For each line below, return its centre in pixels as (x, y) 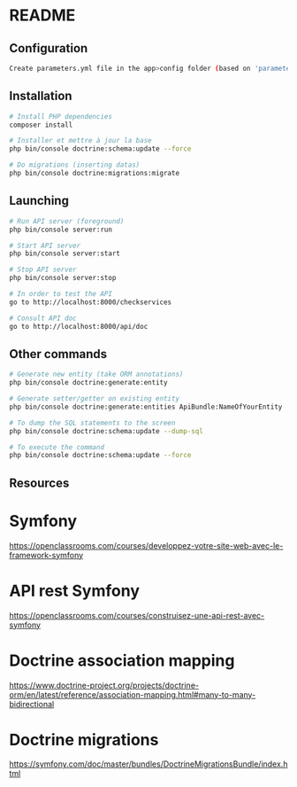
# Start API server (45, 245)
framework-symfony (46, 555)
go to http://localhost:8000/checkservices (91, 302)
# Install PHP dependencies (61, 116)
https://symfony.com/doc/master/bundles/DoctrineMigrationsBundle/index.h (148, 764)
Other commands (58, 354)
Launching (39, 201)
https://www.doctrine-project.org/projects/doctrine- (104, 685)
